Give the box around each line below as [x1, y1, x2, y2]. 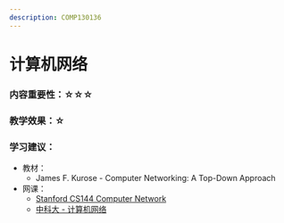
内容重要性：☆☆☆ [9, 88, 94, 101]
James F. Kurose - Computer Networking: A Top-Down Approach [35, 172, 276, 183]
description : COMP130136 [9, 12, 102, 22]
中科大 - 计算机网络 [35, 203, 107, 214]
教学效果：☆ [9, 114, 65, 127]
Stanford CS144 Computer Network [35, 193, 167, 203]
